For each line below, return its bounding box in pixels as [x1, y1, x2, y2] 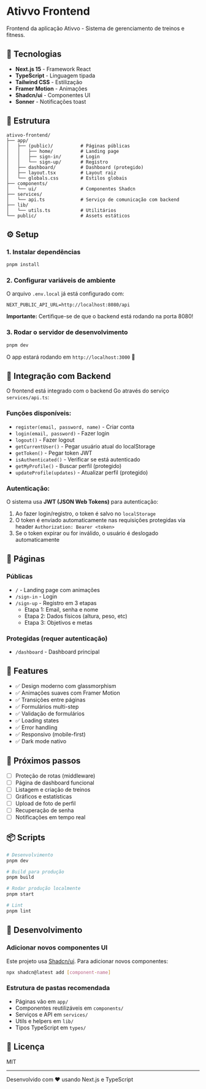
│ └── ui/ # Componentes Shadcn [6, 185, 136, 192]
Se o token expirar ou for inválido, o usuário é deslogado [15, 529, 159, 537]
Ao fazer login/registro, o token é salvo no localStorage [15, 510, 156, 517]
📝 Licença [6, 1042, 45, 1052]
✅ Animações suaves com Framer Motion [15, 689, 121, 697]
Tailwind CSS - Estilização [15, 78, 83, 85]
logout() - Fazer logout [15, 436, 75, 443]
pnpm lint [6, 908, 32, 914]
